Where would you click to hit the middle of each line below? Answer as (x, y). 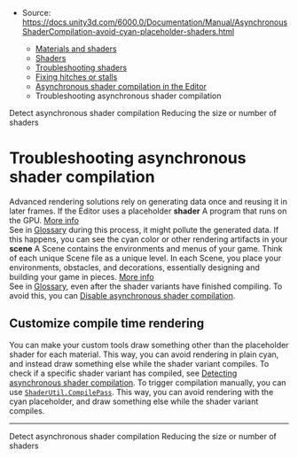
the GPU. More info (44, 220)
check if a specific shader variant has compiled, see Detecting (123, 373)
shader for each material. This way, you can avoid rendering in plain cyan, (144, 354)
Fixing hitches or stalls (76, 77)
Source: (36, 13)
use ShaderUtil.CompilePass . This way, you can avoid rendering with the (141, 392)
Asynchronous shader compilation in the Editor (121, 86)
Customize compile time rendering (107, 324)
